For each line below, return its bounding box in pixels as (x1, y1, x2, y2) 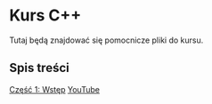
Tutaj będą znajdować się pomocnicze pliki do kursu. (9, 35, 204, 45)
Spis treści (9, 60, 69, 76)
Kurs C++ (9, 5, 82, 26)
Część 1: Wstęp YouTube (9, 84, 101, 94)
